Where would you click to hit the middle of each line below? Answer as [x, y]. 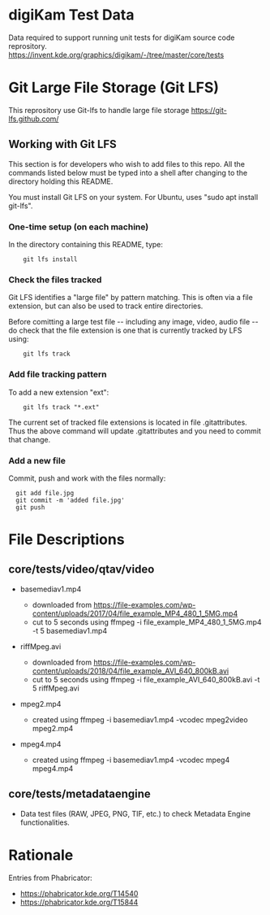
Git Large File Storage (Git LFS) [114, 88]
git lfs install [51, 259]
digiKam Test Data [71, 15]
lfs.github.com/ [34, 119]
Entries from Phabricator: [50, 878]
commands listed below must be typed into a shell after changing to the [128, 172]
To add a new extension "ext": [59, 392]
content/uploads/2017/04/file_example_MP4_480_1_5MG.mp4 [135, 613]
